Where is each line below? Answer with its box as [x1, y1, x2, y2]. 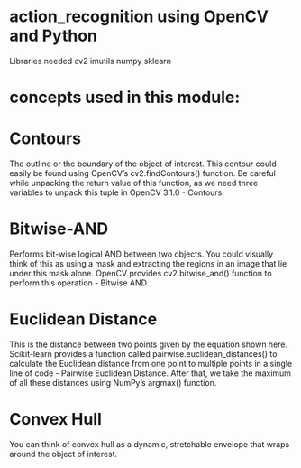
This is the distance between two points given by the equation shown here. [9, 339, 288, 350]
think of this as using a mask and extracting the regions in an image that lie [9, 258, 287, 268]
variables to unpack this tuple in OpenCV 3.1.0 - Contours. [9, 187, 225, 198]
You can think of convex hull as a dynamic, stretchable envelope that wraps [9, 438, 290, 449]
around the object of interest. [9, 448, 118, 459]
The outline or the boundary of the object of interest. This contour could [9, 158, 277, 169]
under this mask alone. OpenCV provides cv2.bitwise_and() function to [9, 268, 272, 278]
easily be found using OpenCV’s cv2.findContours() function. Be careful [9, 168, 277, 179]
